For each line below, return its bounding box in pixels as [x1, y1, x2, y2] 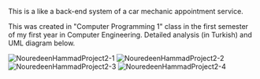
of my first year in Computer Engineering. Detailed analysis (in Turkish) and [8, 31, 252, 39]
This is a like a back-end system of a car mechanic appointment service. [8, 7, 244, 16]
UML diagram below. [8, 38, 76, 48]
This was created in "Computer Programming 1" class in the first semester [8, 22, 249, 31]
